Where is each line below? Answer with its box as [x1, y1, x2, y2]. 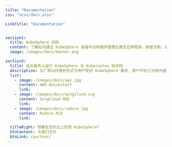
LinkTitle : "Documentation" [5, 21, 66, 27]
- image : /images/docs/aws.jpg [14, 78, 81, 83]
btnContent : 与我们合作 [10, 130, 57, 135]
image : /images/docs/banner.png [10, 50, 79, 55]
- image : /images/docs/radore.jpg [14, 106, 88, 111]
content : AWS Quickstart [18, 82, 72, 87]
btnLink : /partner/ [10, 134, 52, 139]
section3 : [5, 59, 27, 64]
